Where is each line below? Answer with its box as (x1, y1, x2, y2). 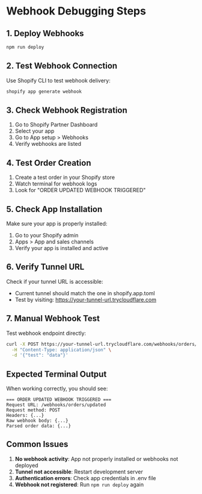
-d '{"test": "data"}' (11, 352, 69, 358)
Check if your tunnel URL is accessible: (6, 278, 103, 285)
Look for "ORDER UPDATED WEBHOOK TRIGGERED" (14, 187, 146, 194)
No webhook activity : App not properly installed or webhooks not (14, 455, 179, 462)
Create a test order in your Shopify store (14, 174, 115, 181)
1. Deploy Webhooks (6, 28, 84, 39)
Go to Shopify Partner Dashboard (14, 121, 98, 128)
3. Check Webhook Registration (6, 105, 127, 115)
